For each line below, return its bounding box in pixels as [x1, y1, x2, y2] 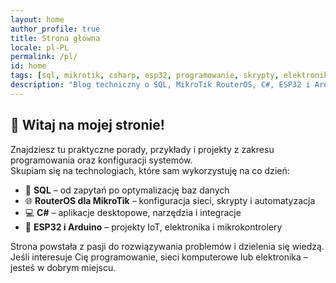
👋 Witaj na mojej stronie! [10, 117, 165, 134]
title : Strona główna [10, 33, 101, 43]
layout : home [10, 14, 65, 25]
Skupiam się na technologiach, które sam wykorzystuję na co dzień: [10, 164, 290, 176]
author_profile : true [10, 24, 101, 34]
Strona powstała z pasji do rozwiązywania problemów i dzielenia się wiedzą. [10, 240, 325, 252]
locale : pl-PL [10, 42, 70, 53]
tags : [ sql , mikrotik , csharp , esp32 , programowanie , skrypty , [10, 71, 280, 81]
